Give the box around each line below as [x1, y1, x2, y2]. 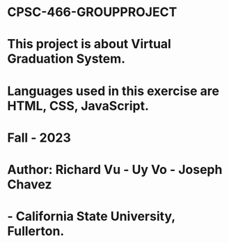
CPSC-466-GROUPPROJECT [7, 4, 177, 20]
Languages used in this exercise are [7, 83, 219, 98]
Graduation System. [7, 51, 126, 67]
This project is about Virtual [7, 36, 172, 52]
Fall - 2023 [7, 130, 71, 145]
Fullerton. [7, 223, 65, 240]
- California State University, [7, 209, 175, 224]
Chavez [7, 176, 52, 192]
